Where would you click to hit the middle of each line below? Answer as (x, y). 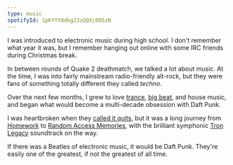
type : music (25, 14)
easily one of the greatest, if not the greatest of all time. (88, 154)
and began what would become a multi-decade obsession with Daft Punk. (114, 104)
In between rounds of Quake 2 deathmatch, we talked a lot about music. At (115, 69)
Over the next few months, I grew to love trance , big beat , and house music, (117, 97)
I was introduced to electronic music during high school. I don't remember (114, 40)
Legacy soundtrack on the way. (53, 133)
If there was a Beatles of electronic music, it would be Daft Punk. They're (113, 146)
